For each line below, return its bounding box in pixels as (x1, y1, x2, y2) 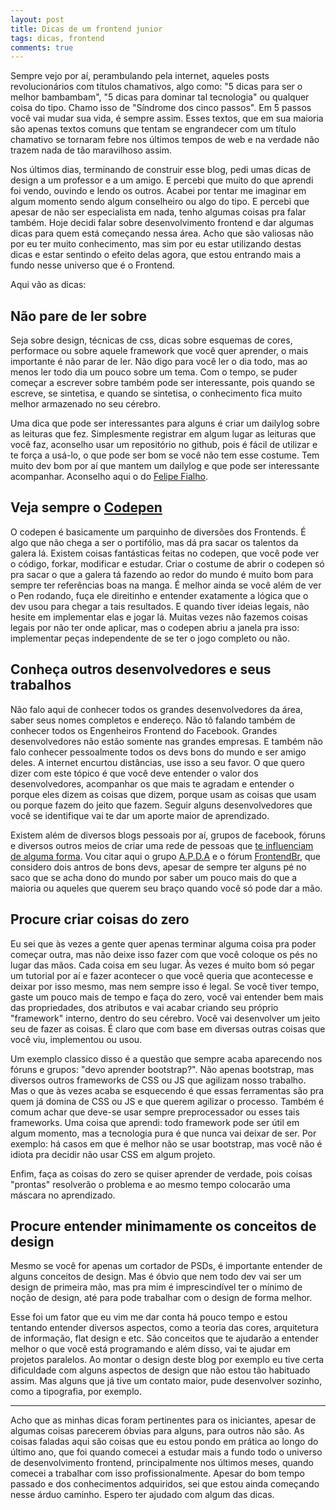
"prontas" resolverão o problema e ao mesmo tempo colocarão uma (10, 1178, 291, 1190)
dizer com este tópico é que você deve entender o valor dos (10, 767, 259, 779)
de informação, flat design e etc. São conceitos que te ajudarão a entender (10, 1332, 320, 1345)
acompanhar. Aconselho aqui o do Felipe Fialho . (10, 471, 208, 483)
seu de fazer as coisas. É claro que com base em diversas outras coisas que (10, 1022, 326, 1035)
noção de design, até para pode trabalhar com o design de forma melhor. (10, 1292, 313, 1304)
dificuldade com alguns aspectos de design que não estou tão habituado (10, 1364, 311, 1376)
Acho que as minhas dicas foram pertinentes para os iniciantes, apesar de (10, 1414, 317, 1426)
